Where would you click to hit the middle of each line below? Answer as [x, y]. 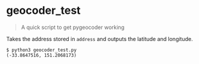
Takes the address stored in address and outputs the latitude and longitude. [99, 39]
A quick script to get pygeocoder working [73, 27]
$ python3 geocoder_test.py [42, 50]
